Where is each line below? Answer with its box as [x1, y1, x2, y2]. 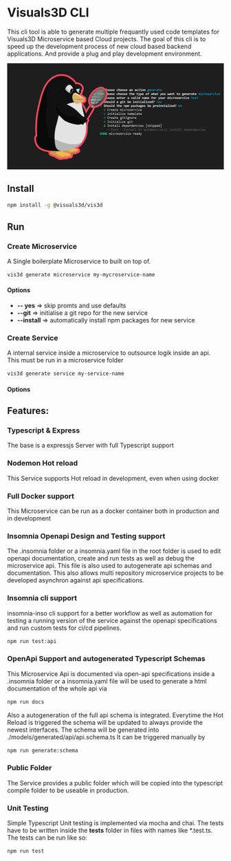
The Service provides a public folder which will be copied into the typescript [7, 778, 223, 787]
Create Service [7, 333, 58, 342]
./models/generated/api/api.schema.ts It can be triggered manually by [7, 732, 206, 741]
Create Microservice [7, 241, 78, 251]
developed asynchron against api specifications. [7, 576, 144, 585]
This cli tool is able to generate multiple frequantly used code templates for [7, 28, 220, 36]
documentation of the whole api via [7, 684, 107, 693]
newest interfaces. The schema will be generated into [7, 726, 159, 734]
